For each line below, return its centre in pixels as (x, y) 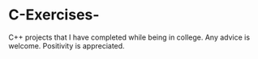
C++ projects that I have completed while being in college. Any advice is (129, 37)
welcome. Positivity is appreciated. (67, 45)
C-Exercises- (54, 15)
